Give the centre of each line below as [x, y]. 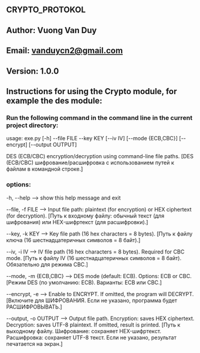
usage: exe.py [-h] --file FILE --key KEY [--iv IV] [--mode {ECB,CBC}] [92, 138]
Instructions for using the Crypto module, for [92, 91]
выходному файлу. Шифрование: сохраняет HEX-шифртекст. [84, 331]
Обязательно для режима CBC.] [47, 264]
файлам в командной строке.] [45, 169]
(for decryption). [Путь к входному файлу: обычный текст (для [85, 216]
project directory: [32, 125]
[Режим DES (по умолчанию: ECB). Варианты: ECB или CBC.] [84, 282]
